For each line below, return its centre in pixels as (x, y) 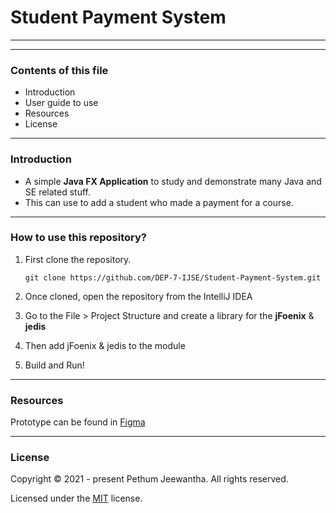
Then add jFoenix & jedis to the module (105, 345)
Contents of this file (59, 70)
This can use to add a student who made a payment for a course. (159, 202)
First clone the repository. (78, 259)
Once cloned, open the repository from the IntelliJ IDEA (138, 296)
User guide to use (61, 103)
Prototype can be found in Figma (78, 422)
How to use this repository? (78, 238)
